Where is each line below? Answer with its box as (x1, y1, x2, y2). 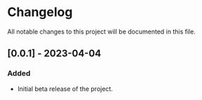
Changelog (7, 4, 73, 20)
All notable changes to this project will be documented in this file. (7, 27, 196, 36)
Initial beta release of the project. (17, 85, 114, 93)
